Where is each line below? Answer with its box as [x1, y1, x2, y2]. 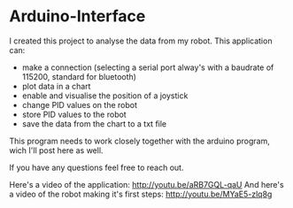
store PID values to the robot [21, 109, 127, 119]
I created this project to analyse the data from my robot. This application [9, 35, 273, 46]
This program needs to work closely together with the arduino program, [9, 135, 270, 146]
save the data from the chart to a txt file [21, 118, 167, 129]
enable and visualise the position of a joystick [21, 90, 189, 101]
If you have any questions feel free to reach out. [9, 162, 184, 173]
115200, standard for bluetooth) [21, 71, 137, 81]
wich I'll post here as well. [9, 144, 104, 156]
